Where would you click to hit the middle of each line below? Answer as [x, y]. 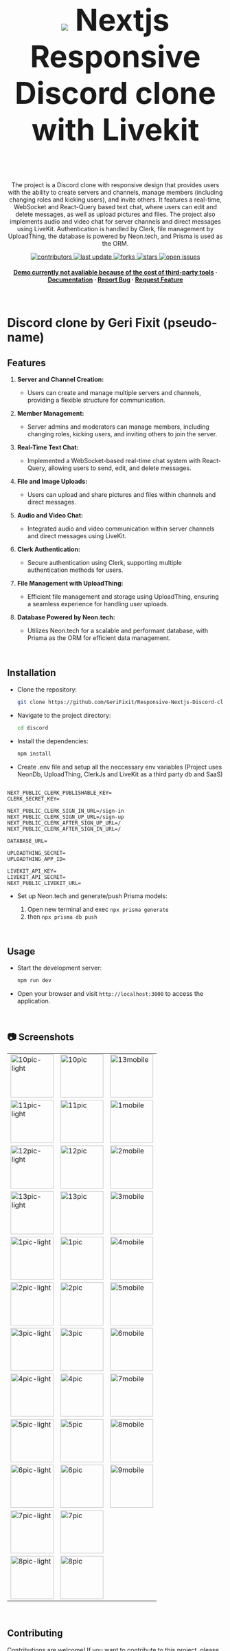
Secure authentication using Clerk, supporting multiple [104, 563]
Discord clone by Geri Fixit [84, 323]
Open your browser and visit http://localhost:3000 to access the [110, 994]
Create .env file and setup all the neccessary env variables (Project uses [119, 767]
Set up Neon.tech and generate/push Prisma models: [92, 896]
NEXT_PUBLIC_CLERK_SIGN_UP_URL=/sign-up [66, 817]
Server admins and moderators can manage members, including [118, 427]
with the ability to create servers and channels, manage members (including [115, 192]
